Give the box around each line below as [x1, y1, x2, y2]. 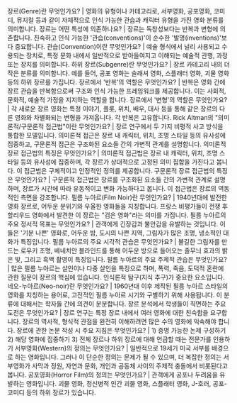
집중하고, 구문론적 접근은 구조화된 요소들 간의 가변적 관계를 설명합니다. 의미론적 [7, 140, 226, 148]
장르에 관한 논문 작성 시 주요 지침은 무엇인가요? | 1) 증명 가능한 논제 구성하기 [16, 326, 226, 334]
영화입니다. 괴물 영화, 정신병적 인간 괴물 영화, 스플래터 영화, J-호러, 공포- [25, 380, 228, 387]
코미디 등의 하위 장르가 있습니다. [7, 388, 97, 397]
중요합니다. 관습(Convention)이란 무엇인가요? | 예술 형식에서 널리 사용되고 [14, 43, 221, 50]
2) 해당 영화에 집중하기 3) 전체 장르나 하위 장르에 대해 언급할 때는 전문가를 [7, 335, 212, 343]
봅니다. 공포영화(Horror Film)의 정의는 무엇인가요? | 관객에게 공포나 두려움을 [7, 370, 218, 379]
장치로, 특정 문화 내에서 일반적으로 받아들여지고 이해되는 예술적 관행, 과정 [25, 51, 229, 60]
